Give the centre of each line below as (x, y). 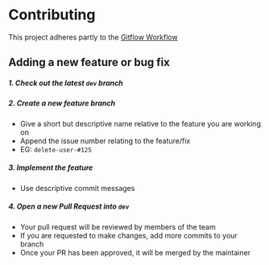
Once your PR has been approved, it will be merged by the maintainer (135, 252)
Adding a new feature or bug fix (89, 62)
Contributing (52, 15)
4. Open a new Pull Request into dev (69, 206)
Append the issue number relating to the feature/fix (105, 141)
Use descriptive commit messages (77, 188)
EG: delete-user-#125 (56, 149)
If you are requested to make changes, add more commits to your (128, 235)
